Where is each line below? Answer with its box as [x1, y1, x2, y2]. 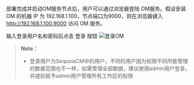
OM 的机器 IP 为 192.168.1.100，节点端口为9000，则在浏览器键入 [6, 12, 163, 19]
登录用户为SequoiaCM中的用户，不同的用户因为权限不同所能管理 [29, 58, 189, 64]
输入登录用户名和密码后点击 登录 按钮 [6, 32, 98, 40]
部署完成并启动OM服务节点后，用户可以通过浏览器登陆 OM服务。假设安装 [6, 5, 186, 12]
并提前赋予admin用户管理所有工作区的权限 [29, 73, 133, 79]
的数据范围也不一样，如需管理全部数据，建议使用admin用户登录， [29, 65, 190, 72]
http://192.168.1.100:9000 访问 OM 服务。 [6, 20, 106, 27]
